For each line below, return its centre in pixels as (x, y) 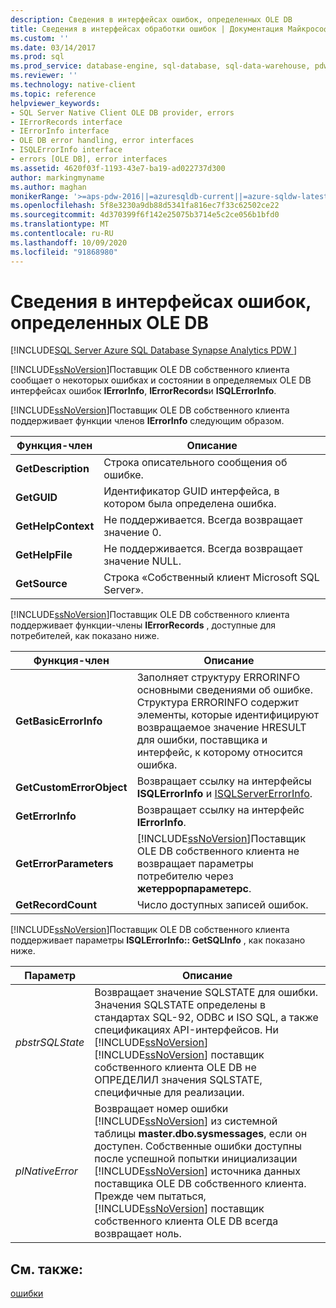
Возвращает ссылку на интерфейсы (224, 781)
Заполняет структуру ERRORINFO (218, 678)
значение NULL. (142, 561)
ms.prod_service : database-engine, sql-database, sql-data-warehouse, (160, 66)
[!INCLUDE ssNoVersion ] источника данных (197, 1171)
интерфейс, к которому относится (219, 753)
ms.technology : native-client (73, 85)
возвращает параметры (195, 864)
